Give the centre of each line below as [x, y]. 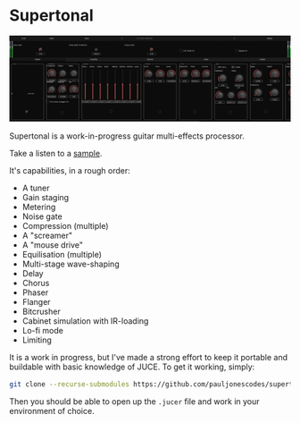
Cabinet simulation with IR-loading [85, 321]
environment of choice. [52, 411]
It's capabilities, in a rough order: [70, 171]
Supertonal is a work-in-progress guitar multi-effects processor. [127, 136]
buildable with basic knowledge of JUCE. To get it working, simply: [132, 367]
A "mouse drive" [52, 245]
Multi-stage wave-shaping [71, 264]
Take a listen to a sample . [56, 154]
